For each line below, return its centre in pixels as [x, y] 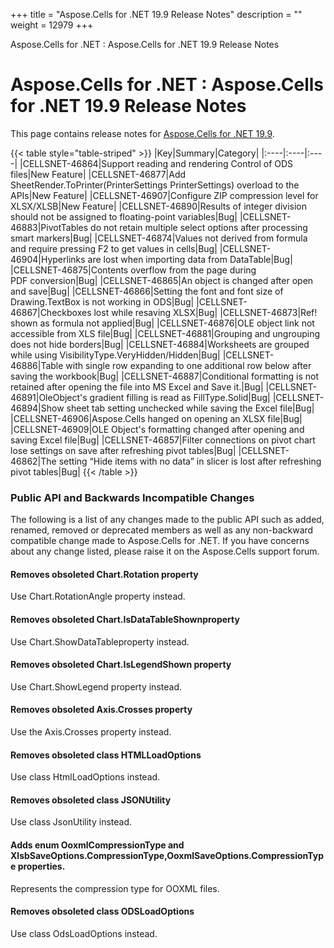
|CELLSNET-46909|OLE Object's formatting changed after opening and [157, 429]
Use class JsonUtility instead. [71, 822]
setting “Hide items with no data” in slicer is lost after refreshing [190, 461]
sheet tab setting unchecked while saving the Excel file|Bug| [190, 408]
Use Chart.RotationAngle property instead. [98, 596]
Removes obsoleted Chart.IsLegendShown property [121, 665]
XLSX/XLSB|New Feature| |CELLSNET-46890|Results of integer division [159, 206]
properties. [41, 866]
